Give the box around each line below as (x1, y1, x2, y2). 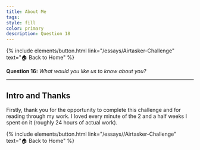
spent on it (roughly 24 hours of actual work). (6, 118, 118, 126)
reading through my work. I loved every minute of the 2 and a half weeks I (6, 112, 187, 120)
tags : (6, 14, 20, 20)
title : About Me (6, 8, 46, 15)
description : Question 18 (6, 31, 70, 37)
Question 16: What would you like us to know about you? (6, 68, 147, 75)
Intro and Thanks (6, 90, 71, 101)
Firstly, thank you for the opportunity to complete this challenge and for (6, 106, 182, 113)
